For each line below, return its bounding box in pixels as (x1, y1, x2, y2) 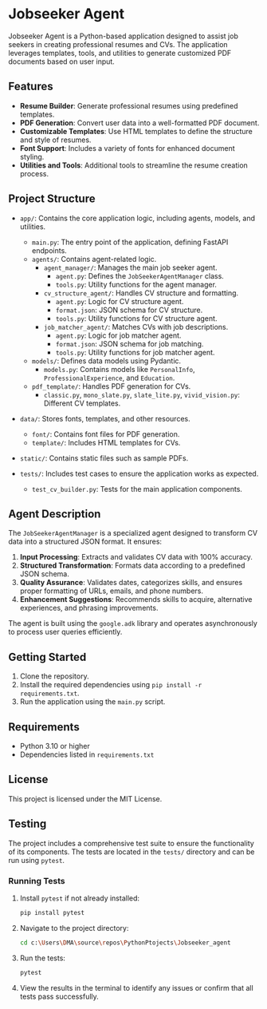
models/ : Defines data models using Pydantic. (31, 356, 182, 366)
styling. (19, 152, 45, 161)
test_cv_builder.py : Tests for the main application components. (31, 484, 243, 493)
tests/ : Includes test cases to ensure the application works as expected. (19, 469, 259, 478)
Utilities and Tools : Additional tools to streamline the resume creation (19, 160, 249, 170)
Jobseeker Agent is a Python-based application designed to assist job (8, 31, 239, 41)
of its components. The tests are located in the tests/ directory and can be (8, 847, 255, 857)
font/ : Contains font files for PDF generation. (31, 429, 180, 439)
